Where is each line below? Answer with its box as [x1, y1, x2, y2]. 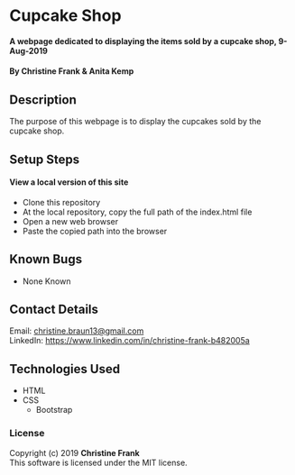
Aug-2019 [9, 45, 48, 56]
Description [9, 92, 77, 107]
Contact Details [9, 301, 99, 316]
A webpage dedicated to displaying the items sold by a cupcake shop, [9, 35, 277, 46]
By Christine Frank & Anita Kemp [9, 66, 134, 77]
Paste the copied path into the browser [22, 225, 168, 236]
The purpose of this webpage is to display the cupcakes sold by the [9, 116, 262, 127]
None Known [22, 276, 71, 287]
